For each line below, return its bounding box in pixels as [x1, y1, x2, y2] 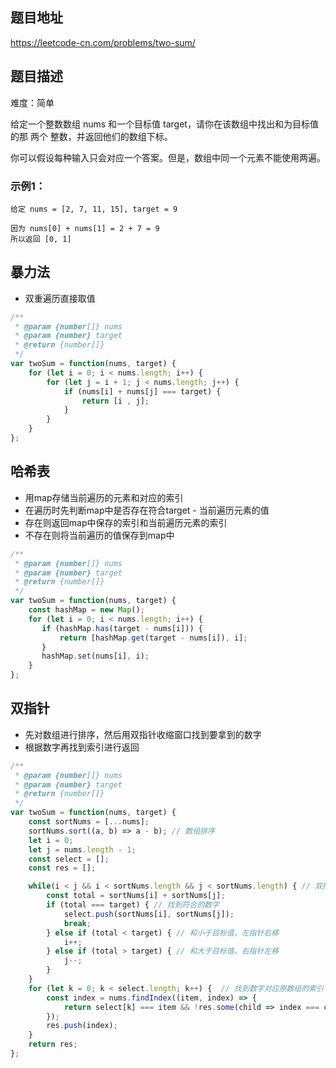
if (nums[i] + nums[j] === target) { [63, 386, 222, 397]
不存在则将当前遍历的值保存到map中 [24, 529, 175, 541]
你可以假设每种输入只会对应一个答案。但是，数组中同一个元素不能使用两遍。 [10, 151, 326, 163]
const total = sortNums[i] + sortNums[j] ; [46, 891, 226, 901]
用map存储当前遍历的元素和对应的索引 [24, 491, 184, 503]
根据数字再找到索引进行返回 [24, 741, 140, 753]
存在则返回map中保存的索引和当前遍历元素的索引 [24, 516, 228, 528]
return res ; [28, 1039, 78, 1050]
